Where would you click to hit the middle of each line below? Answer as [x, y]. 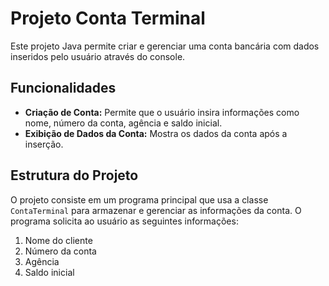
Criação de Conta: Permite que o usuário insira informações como [162, 112]
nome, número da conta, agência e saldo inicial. [123, 123]
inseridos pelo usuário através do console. [98, 56]
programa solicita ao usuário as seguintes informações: [124, 221]
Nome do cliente [58, 240]
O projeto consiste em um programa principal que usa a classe [139, 199]
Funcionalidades [63, 88]
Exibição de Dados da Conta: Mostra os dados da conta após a [156, 133]
